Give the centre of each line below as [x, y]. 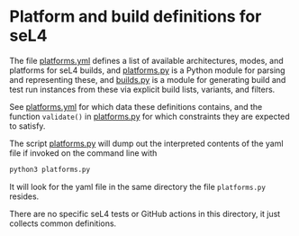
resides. [24, 196]
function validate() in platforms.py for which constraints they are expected [149, 116]
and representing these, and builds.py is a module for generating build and [148, 79]
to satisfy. [27, 126]
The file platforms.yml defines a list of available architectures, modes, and [146, 60]
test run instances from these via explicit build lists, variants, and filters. [142, 89]
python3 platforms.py [50, 169]
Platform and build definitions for [136, 17]
